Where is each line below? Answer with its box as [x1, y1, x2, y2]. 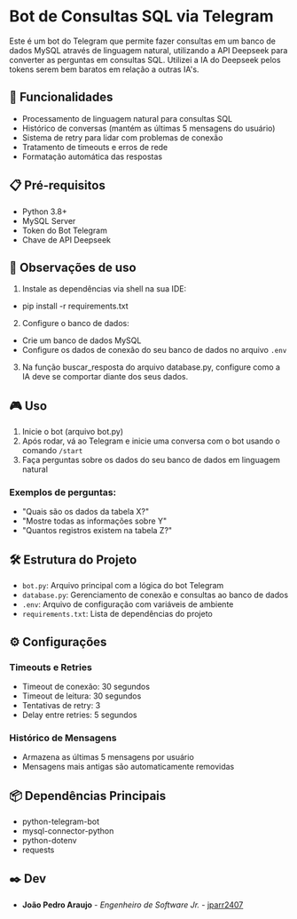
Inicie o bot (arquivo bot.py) [21, 427, 124, 437]
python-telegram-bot [21, 816, 100, 827]
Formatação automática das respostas [21, 151, 162, 162]
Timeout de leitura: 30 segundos [21, 691, 142, 701]
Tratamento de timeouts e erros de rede [21, 141, 168, 152]
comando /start [21, 445, 83, 456]
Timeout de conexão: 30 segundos [21, 681, 151, 691]
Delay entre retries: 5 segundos [21, 709, 137, 720]
